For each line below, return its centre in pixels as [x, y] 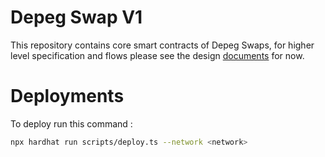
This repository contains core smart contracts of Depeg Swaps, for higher [162, 45]
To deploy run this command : [71, 123]
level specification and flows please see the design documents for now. [157, 55]
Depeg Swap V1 [76, 17]
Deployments [67, 96]
